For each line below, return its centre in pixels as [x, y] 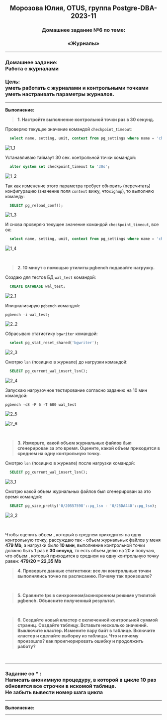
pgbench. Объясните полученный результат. [66, 600]
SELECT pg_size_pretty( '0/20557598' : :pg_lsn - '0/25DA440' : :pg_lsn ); [83, 506]
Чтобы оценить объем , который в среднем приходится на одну [73, 534]
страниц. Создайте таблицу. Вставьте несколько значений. [83, 625]
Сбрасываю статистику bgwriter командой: [51, 334]
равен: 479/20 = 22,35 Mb [33, 561]
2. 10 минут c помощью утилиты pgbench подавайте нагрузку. [86, 268]
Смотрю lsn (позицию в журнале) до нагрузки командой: [66, 362]
